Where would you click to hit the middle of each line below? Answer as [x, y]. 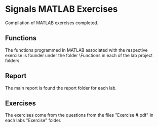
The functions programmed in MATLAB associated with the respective [77, 50]
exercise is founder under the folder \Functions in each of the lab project [79, 55]
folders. [13, 61]
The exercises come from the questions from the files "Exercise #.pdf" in [79, 115]
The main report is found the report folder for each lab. [61, 88]
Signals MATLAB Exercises [61, 9]
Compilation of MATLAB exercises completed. [52, 23]
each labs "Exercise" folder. [33, 120]
